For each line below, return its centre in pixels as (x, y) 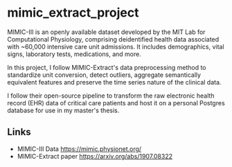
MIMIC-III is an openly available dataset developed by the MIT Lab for (106, 32)
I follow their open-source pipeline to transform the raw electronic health (111, 96)
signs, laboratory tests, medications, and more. (74, 54)
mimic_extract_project (73, 13)
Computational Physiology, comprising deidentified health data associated (113, 39)
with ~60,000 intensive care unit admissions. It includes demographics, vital (116, 46)
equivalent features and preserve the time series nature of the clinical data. (114, 82)
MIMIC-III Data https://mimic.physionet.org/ (79, 149)
